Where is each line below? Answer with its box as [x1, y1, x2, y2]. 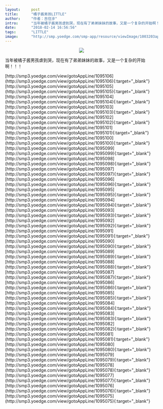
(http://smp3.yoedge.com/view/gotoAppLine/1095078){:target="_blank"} [5, 367, 150, 373]
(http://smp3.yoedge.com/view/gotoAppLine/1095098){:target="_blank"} [5, 161, 151, 167]
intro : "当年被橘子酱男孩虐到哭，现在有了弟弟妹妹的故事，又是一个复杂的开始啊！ [5, 20, 160, 26]
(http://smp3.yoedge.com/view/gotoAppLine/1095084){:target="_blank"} [5, 305, 151, 311]
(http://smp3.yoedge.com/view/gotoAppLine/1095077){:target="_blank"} [5, 377, 150, 383]
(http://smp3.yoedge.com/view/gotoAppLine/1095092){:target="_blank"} [5, 222, 151, 228]
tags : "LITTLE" [5, 30, 49, 34]
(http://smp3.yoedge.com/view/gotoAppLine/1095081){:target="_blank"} [5, 336, 150, 342]
